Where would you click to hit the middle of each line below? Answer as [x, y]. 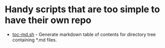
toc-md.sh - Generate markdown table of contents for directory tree [84, 34]
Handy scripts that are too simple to [82, 9]
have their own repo [48, 20]
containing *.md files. [35, 40]
